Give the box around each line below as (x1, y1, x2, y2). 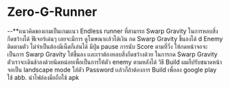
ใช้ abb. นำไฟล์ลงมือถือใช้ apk (7, 73, 80, 81)
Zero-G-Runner (7, 4, 97, 20)
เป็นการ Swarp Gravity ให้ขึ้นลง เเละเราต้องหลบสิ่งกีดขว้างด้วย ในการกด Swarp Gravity (7, 49, 218, 58)
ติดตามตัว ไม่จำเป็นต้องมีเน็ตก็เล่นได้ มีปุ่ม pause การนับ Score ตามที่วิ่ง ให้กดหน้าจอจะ (7, 42, 208, 50)
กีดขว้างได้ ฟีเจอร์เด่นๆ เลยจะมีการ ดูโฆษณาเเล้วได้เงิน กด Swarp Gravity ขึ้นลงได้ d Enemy (7, 34, 223, 43)
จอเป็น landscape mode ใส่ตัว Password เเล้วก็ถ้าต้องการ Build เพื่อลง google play (7, 65, 217, 74)
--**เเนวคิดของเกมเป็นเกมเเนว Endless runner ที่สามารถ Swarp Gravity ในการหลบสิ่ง (7, 27, 218, 35)
